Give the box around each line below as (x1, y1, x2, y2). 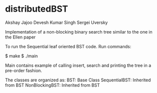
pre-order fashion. (5, 67, 43, 74)
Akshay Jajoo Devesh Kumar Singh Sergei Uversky (5, 19, 108, 25)
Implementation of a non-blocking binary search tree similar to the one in (5, 29, 153, 35)
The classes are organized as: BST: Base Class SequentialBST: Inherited (5, 77, 151, 83)
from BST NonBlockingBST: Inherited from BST (5, 82, 100, 88)
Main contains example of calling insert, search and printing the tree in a (5, 62, 151, 68)
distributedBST (5, 3, 69, 15)
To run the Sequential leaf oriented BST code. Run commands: (5, 43, 131, 49)
